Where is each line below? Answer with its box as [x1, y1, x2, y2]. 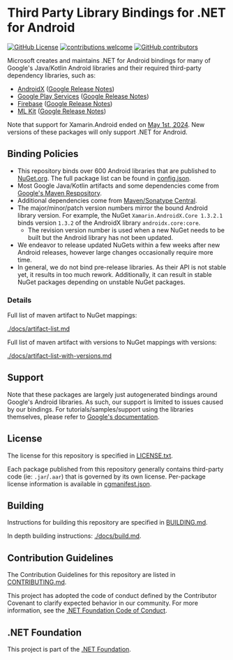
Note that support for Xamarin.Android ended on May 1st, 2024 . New [7, 120, 205, 128]
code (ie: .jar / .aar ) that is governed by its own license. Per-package [7, 472, 206, 481]
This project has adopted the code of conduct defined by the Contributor [7, 592, 218, 600]
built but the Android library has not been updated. [27, 233, 174, 241]
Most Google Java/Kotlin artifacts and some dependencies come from [17, 181, 220, 190]
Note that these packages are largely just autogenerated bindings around [7, 390, 218, 398]
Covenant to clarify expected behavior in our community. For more [7, 599, 199, 608]
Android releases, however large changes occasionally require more [17, 248, 214, 256]
